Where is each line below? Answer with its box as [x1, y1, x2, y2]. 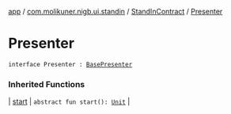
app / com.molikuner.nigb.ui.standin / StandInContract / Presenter [8, 7, 223, 16]
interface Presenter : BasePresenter [8, 60, 133, 68]
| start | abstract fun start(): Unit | [8, 97, 131, 106]
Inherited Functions [8, 78, 85, 89]
